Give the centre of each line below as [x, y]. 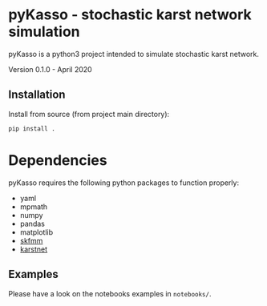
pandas [32, 223]
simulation [44, 32]
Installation [37, 95]
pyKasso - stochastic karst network [130, 15]
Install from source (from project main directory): [89, 114]
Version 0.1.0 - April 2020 [50, 69]
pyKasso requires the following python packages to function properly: [123, 183]
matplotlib [36, 232]
